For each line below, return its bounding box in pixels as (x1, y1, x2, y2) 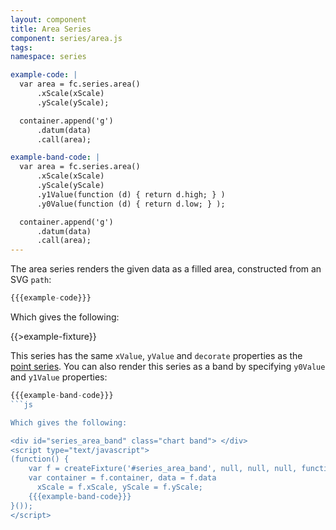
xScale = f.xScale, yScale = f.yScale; (36, 482, 203, 492)
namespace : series (10, 52, 87, 62)
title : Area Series (10, 24, 92, 34)
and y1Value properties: (10, 371, 108, 383)
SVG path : (10, 274, 52, 286)
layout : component (10, 14, 87, 25)
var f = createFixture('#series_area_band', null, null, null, (28, 464, 298, 474)
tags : (10, 42, 33, 53)
